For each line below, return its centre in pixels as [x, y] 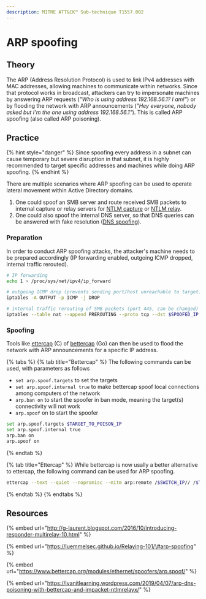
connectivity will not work [48, 406]
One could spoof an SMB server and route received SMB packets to [101, 202]
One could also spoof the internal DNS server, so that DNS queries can [105, 216]
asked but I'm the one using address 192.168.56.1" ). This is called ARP [94, 112]
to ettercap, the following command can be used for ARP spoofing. [91, 471]
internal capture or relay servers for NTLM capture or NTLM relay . [98, 209]
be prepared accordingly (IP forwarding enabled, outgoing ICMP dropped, [100, 257]
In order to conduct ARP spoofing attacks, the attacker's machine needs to [101, 251]
